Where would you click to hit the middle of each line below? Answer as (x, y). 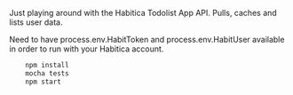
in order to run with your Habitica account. (87, 49)
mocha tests (47, 73)
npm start (44, 82)
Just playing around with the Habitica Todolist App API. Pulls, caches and (143, 13)
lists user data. (36, 22)
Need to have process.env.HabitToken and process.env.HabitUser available (147, 40)
